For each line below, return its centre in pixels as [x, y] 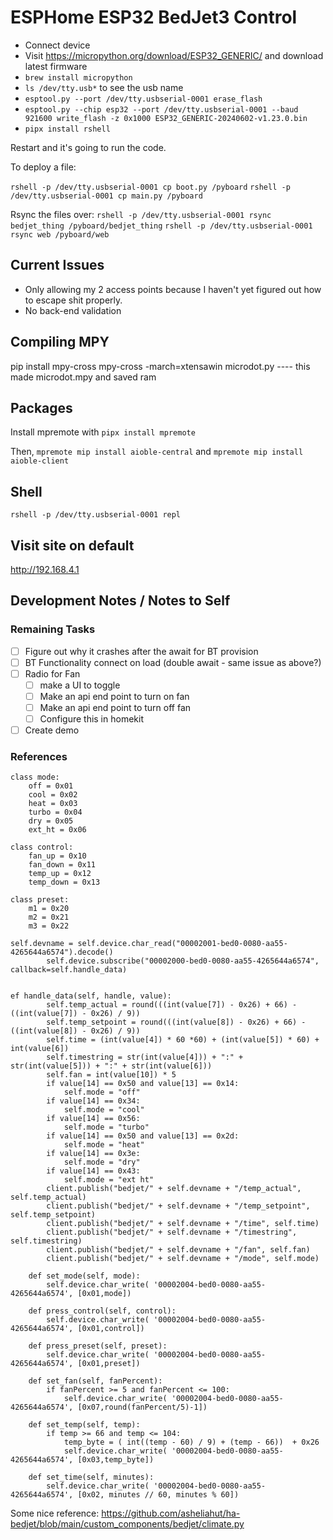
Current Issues [57, 265]
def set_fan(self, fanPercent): [95, 1381]
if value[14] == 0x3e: [93, 1154]
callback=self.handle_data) [69, 970]
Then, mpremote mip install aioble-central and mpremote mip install [157, 452]
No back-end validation [73, 310]
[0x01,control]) [111, 1329]
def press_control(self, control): [102, 1311]
